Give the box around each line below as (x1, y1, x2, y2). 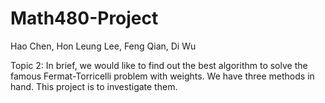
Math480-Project (10, 7, 159, 30)
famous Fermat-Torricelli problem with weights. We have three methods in (10, 70, 315, 82)
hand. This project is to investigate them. (10, 80, 178, 92)
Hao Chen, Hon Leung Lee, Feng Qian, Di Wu (10, 40, 197, 52)
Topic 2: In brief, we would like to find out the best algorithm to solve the (10, 59, 308, 71)
